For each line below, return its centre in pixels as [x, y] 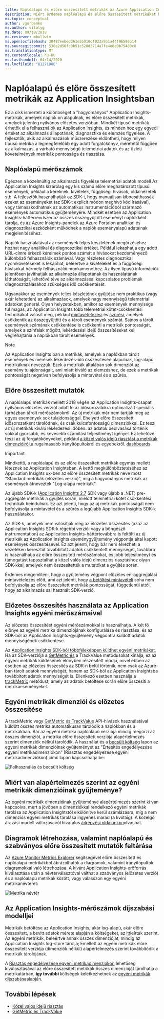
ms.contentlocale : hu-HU [30, 55]
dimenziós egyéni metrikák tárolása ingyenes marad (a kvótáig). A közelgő [80, 817]
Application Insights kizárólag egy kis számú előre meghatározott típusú [77, 186]
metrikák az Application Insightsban [80, 99]
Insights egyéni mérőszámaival [54, 613]
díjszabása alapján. [24, 979]
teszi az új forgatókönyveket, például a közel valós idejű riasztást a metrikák [81, 439]
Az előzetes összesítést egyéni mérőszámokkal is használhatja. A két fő [77, 625]
